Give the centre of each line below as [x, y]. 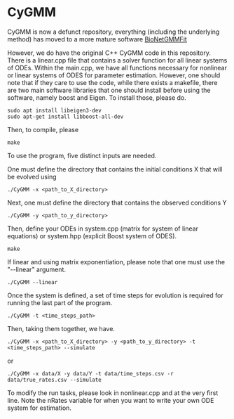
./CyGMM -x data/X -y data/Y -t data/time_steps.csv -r [90, 373]
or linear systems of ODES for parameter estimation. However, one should [114, 75]
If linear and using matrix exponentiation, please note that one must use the [116, 262]
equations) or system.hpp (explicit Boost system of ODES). [92, 236]
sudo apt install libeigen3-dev [54, 110]
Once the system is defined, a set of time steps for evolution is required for [115, 295]
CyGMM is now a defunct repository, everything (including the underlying [113, 32]
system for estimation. [40, 408]
